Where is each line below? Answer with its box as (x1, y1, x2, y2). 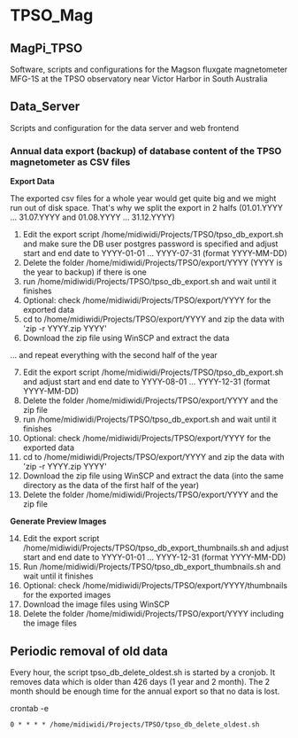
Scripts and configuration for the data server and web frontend (10, 122, 240, 133)
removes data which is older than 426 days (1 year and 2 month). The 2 (10, 676, 271, 687)
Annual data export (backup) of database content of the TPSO (10, 144, 282, 157)
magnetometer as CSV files (10, 156, 131, 168)
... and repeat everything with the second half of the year (10, 350, 218, 361)
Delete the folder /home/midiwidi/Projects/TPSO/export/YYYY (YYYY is (22, 258, 283, 268)
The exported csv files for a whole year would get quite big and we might (10, 193, 277, 204)
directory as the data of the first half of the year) (22, 480, 200, 491)
